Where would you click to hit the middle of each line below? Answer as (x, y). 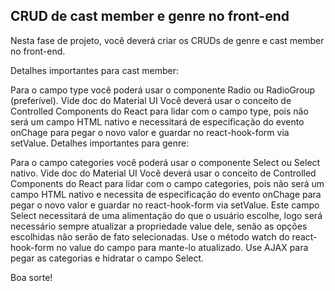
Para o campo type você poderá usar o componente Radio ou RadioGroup (163, 90)
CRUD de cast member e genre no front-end (150, 16)
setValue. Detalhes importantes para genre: (100, 143)
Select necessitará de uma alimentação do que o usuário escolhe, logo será (166, 215)
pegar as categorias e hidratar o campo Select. (107, 258)
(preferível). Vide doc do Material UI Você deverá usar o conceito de (151, 100)
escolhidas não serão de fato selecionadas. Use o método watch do (150, 236)
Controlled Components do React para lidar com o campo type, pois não (159, 111)
